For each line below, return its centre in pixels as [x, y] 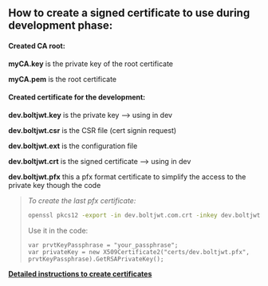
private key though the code [55, 185]
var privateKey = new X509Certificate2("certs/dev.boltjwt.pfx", [138, 252]
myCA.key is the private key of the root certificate [91, 64]
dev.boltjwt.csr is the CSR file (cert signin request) [93, 130]
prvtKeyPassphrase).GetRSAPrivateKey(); [96, 259]
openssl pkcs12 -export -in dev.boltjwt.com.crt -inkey [122, 215]
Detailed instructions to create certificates [80, 273]
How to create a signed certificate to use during [129, 13]
